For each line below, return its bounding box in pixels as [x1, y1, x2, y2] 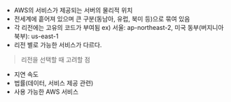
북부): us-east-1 [13, 32, 59, 40]
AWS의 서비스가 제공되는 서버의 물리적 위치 [13, 6, 133, 14]
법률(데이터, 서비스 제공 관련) [13, 79, 94, 87]
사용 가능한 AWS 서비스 [13, 87, 79, 96]
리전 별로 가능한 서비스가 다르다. [13, 41, 102, 49]
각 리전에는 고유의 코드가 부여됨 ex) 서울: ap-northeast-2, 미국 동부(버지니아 [13, 24, 224, 31]
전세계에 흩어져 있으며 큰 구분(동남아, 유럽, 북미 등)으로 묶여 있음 [13, 15, 190, 23]
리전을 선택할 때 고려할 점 [20, 56, 91, 64]
